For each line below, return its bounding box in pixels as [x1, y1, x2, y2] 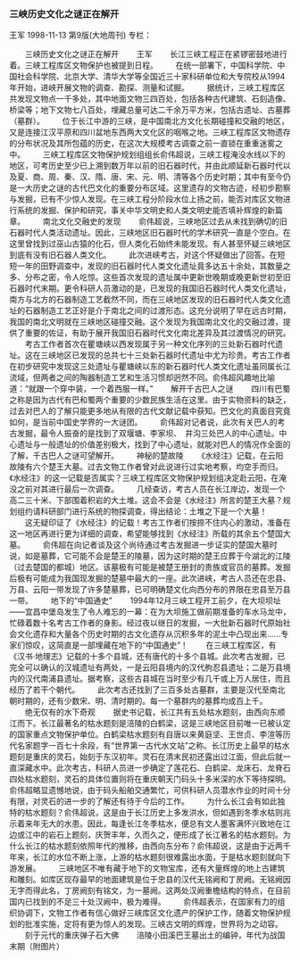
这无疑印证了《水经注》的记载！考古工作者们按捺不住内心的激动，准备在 [24, 517, 291, 528]
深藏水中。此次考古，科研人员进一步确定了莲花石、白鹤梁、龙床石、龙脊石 [16, 763, 291, 774]
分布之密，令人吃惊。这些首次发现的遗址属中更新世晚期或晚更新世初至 [24, 272, 283, 283]
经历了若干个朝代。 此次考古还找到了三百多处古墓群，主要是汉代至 [9, 684, 270, 695]
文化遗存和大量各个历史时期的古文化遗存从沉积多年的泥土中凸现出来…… [16, 629, 281, 640]
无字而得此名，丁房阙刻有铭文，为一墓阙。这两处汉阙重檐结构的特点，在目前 [9, 885, 291, 896]
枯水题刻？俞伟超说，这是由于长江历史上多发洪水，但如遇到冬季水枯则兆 [24, 807, 291, 818]
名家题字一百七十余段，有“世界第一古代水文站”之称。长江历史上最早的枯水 [16, 741, 290, 751]
